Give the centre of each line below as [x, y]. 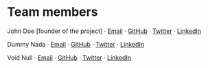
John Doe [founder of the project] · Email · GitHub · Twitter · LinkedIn [104, 31]
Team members [53, 12]
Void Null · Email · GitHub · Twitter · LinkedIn [69, 57]
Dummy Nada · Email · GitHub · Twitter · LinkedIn [76, 44]
